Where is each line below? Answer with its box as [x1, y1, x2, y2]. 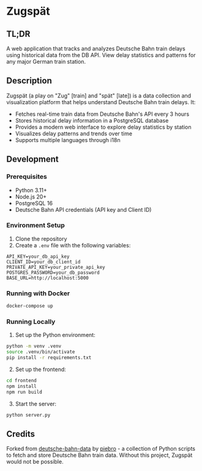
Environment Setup [6, 221, 65, 230]
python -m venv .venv [6, 343, 62, 350]
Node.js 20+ [15, 193, 47, 200]
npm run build [6, 389, 43, 395]
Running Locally [6, 317, 56, 326]
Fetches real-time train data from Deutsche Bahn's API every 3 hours [15, 110, 190, 118]
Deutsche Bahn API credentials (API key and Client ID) [15, 206, 152, 213]
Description [6, 75, 52, 86]
